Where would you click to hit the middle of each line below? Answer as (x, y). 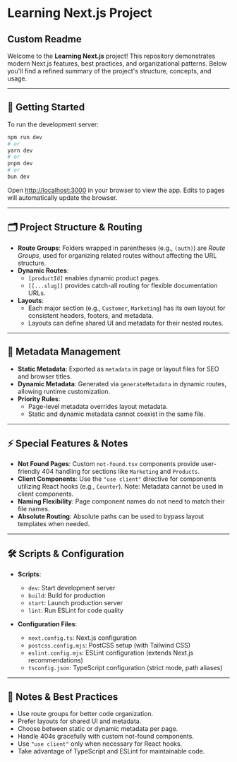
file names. (34, 509)
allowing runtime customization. (64, 391)
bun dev (19, 177)
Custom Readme (45, 39)
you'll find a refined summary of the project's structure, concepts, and (109, 71)
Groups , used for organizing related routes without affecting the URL (117, 255)
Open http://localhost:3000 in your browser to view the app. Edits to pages (116, 190)
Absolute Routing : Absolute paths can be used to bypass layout (111, 516)
